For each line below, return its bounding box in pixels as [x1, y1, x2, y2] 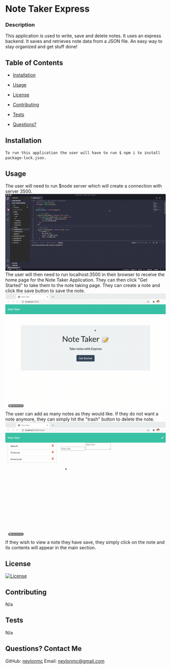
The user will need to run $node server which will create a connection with [5, 183, 162, 189]
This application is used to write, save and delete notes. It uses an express [5, 33, 161, 39]
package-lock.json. [5, 156, 47, 161]
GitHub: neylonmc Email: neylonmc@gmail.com [5, 658, 105, 664]
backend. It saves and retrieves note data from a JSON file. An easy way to [5, 38, 163, 44]
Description [5, 21, 35, 29]
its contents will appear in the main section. [5, 545, 96, 551]
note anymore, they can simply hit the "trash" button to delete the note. [5, 416, 155, 422]
